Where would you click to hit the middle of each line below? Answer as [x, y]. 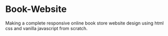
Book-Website [36, 9]
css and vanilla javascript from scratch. [46, 28]
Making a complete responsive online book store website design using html [85, 23]
